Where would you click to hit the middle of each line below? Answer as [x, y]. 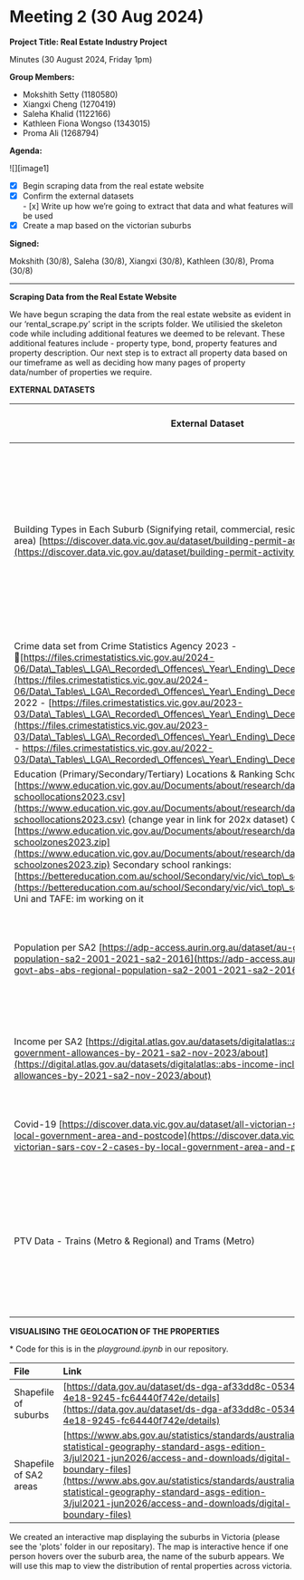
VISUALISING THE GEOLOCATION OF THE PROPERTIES [114, 1332]
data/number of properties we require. [81, 373]
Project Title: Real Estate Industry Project [88, 42]
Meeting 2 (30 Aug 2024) [107, 17]
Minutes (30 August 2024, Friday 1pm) [81, 59]
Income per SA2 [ [51, 1042]
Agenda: [26, 150]
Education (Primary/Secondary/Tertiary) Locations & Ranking [143, 774]
